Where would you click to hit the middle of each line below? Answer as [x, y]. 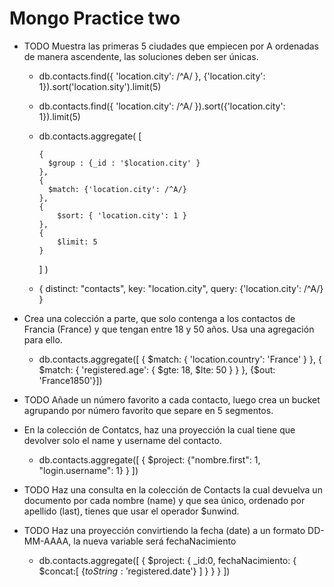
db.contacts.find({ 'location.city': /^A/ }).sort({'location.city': [162, 106]
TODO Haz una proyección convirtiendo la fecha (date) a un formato [164, 530]
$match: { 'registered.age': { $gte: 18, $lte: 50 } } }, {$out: [157, 369]
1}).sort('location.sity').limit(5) [100, 86]
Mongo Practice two [95, 18]
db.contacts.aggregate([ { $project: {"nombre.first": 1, [149, 459]
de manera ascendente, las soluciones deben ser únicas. [141, 56]
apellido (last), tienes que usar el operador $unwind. [131, 511]
